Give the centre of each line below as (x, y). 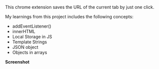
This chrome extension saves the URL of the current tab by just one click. (80, 7)
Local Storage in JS (32, 37)
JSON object (25, 47)
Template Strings (30, 42)
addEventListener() (32, 26)
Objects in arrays (30, 52)
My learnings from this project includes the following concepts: (69, 17)
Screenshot (17, 62)
